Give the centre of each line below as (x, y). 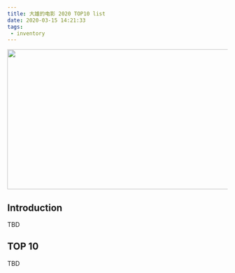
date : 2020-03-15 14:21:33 (47, 20)
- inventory (28, 33)
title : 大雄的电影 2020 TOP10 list (57, 14)
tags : (15, 27)
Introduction (35, 208)
